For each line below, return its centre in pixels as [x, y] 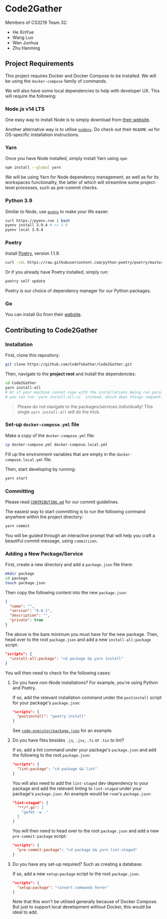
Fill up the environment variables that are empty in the [60, 454]
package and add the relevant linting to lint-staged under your [77, 788]
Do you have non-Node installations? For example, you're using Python [85, 682]
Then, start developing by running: [41, 469]
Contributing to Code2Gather [51, 330]
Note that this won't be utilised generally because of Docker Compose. [85, 902]
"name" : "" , [22, 606]
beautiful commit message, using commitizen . [51, 541]
